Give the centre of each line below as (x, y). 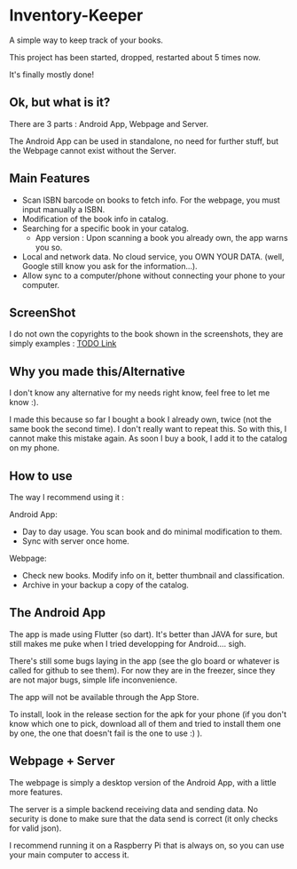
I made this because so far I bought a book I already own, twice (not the (141, 419)
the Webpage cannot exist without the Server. (93, 150)
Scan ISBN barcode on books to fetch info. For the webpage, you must (151, 200)
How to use (41, 476)
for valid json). (35, 828)
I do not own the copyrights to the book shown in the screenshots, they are (146, 334)
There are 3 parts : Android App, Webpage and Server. (109, 124)
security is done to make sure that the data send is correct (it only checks (144, 818)
